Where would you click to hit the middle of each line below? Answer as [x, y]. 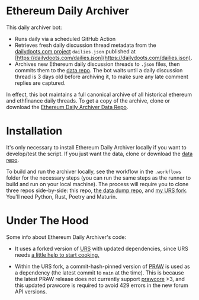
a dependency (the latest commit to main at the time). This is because [99, 272]
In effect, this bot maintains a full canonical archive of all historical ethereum [99, 94]
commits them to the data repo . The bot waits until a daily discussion [99, 70]
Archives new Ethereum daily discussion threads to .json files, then [97, 64]
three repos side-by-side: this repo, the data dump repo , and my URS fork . [97, 190]
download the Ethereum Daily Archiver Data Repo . [67, 107]
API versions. [31, 291]
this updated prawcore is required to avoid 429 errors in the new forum [101, 285]
